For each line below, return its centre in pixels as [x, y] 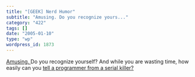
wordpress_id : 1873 [30, 45]
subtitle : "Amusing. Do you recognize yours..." [67, 17]
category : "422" [26, 23]
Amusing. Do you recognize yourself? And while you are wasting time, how [97, 61]
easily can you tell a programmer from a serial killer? [70, 68]
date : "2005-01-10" [30, 34]
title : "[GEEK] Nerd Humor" [41, 12]
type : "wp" [20, 39]
